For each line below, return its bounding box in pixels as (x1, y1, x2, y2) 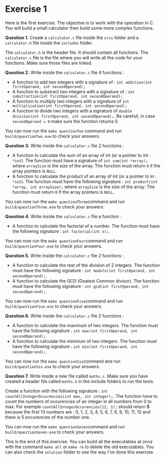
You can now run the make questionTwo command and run (5, 127, 122, 134)
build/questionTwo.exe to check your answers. (5, 133, 100, 139)
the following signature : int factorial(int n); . (12, 228, 110, 234)
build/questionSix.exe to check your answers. (5, 363, 100, 369)
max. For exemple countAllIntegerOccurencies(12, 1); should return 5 (5, 404, 150, 410)
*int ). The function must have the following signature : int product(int (12, 178, 158, 184)
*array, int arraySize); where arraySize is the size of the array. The (12, 184, 155, 190)
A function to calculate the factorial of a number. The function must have (12, 223, 160, 229)
